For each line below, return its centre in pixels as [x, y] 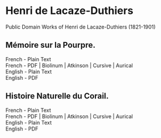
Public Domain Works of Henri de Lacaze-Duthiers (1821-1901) [80, 27]
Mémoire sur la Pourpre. [51, 45]
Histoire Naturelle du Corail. [57, 96]
